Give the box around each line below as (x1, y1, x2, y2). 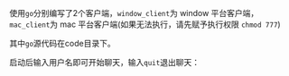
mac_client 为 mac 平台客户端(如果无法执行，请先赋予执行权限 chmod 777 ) (9, 19, 282, 30)
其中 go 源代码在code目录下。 (9, 38, 116, 48)
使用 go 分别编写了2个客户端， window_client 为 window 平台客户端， (9, 8, 259, 18)
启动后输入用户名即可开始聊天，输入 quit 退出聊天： (9, 57, 200, 67)
